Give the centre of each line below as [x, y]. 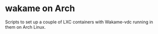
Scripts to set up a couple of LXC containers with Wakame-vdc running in [79, 22]
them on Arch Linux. [25, 27]
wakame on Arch [40, 8]
